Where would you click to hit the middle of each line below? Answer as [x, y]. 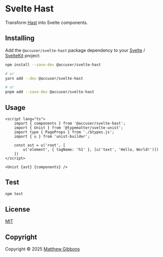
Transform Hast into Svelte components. [46, 22]
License [18, 209]
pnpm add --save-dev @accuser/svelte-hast [50, 92]
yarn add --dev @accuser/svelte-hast [44, 78]
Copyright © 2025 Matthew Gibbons [43, 249]
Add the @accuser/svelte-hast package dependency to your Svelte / [75, 50]
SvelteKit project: [23, 55]
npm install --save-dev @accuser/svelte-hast [53, 65]
